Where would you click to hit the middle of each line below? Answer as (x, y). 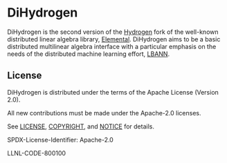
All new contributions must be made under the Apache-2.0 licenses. (104, 113)
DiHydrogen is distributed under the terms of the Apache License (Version (113, 92)
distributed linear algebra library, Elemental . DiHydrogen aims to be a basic (114, 39)
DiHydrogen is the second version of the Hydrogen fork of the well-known (113, 32)
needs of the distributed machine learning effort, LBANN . (89, 54)
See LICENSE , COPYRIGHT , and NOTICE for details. (81, 126)
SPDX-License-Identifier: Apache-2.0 (61, 140)
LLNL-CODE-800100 (37, 153)
